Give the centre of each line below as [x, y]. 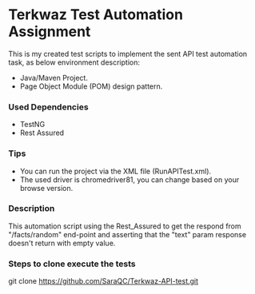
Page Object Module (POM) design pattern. [91, 86]
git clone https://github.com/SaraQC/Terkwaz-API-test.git [103, 281]
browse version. [46, 188]
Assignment [50, 32]
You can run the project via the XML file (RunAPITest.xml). [116, 171]
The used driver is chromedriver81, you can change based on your [129, 179]
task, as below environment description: [74, 62]
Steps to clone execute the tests [72, 264]
